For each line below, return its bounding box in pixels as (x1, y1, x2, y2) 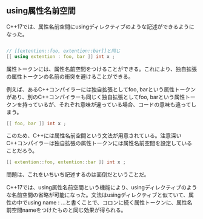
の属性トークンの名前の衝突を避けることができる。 (6, 73, 134, 80)
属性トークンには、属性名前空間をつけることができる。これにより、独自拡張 (6, 65, 197, 73)
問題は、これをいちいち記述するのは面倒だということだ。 (6, 171, 150, 178)
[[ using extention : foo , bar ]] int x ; (6, 53, 115, 59)
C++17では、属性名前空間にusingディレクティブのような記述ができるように (6, 23, 195, 30)
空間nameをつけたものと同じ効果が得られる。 (11, 206, 127, 214)
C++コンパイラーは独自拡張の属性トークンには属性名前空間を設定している (6, 140, 193, 147)
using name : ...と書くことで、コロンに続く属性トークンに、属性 (27, 199, 188, 206)
